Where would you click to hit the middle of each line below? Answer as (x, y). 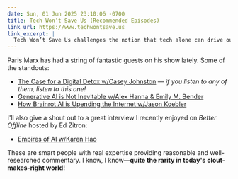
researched (24, 161)
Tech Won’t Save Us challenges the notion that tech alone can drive (118, 40)
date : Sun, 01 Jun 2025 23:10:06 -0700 (66, 14)
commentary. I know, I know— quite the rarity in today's (124, 161)
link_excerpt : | (31, 34)
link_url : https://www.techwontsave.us (66, 27)
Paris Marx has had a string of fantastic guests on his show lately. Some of (116, 60)
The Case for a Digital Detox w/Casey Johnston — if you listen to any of (123, 81)
